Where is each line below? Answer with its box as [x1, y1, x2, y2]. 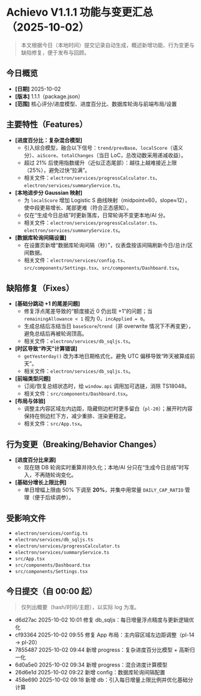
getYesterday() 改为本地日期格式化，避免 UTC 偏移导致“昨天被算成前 [23, 352, 196, 360]
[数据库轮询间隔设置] [14, 234, 67, 241]
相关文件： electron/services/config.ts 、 [23, 256, 128, 264]
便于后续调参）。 [34, 494, 74, 501]
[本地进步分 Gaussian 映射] [14, 189, 83, 196]
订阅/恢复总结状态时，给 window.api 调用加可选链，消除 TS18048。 [23, 382, 190, 390]
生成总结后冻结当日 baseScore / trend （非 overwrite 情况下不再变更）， [23, 323, 194, 330]
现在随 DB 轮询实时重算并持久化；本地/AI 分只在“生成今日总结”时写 [23, 464, 190, 471]
